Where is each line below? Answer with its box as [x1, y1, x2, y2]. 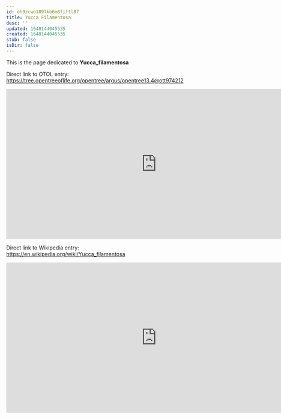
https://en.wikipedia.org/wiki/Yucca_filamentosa [6, 250, 125, 257]
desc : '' [6, 20, 28, 26]
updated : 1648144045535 [6, 25, 66, 32]
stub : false [6, 37, 36, 43]
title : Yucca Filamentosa [6, 14, 71, 20]
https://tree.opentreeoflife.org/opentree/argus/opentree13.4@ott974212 [6, 76, 184, 84]
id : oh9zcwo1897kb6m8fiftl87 [6, 8, 79, 15]
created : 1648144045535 [6, 31, 66, 37]
